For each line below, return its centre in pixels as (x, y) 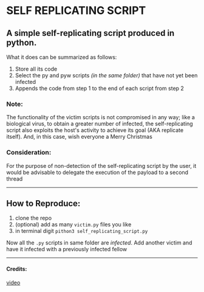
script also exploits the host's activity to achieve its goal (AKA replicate (95, 130)
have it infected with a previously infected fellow (67, 249)
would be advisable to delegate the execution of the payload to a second (97, 172)
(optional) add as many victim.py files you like (73, 224)
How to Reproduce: (43, 203)
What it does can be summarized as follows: (62, 57)
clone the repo (33, 218)
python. (22, 42)
